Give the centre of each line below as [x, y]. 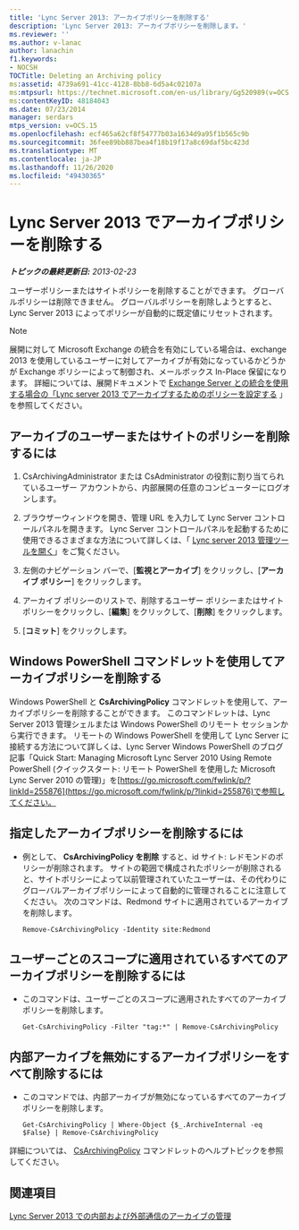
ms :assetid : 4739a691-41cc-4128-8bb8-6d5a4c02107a [105, 84]
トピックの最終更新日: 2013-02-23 [73, 272]
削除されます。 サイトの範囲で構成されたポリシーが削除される [168, 867]
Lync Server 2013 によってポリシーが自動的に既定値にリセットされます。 [143, 313]
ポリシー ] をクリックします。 [93, 581]
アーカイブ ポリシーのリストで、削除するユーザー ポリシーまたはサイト [153, 600]
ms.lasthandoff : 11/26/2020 [62, 167]
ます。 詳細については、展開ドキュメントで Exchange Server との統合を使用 [149, 383]
